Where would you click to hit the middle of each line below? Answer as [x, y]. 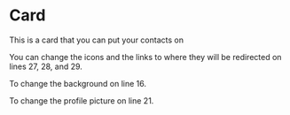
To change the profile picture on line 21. [82, 100]
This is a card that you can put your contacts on [97, 40]
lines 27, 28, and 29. [46, 66]
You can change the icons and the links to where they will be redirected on [145, 57]
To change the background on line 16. [78, 83]
